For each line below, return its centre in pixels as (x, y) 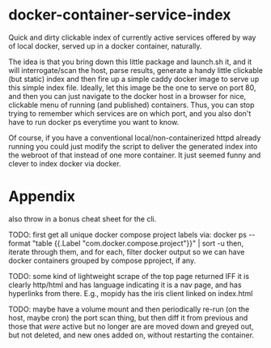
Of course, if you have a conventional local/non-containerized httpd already (135, 137)
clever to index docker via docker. (65, 163)
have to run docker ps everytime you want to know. (94, 122)
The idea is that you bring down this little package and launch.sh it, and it (130, 62)
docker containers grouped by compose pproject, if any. (102, 260)
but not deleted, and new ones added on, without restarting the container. (131, 335)
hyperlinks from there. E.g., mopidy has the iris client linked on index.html (131, 293)
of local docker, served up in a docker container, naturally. (105, 45)
